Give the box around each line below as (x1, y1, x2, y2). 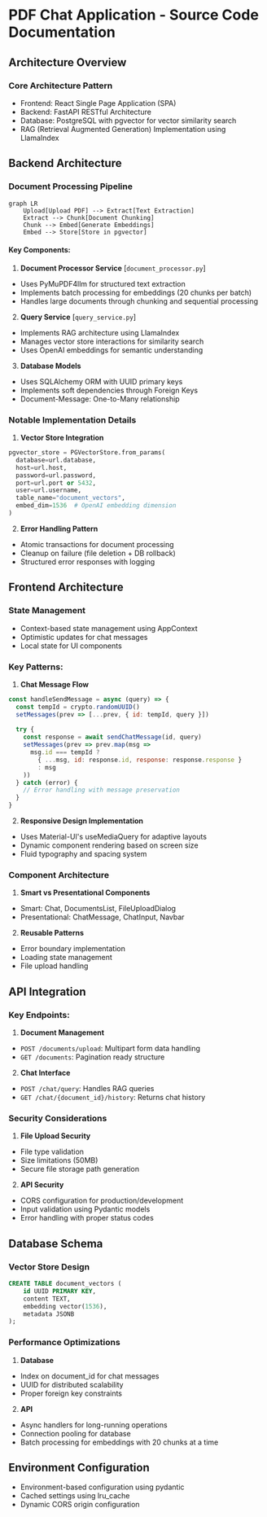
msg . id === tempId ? (29, 748, 100, 756)
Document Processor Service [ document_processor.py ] (20, 263, 206, 273)
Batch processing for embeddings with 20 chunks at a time (20, 1437, 219, 1447)
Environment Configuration (8, 1460, 150, 1475)
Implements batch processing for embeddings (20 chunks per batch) (20, 287, 252, 297)
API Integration (8, 984, 87, 998)
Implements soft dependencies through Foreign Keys (20, 385, 198, 395)
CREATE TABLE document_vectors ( (8, 1280, 122, 1288)
